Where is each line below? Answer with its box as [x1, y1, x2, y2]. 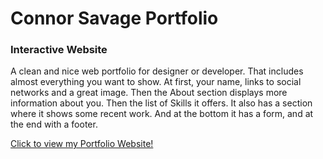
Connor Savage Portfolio [10, 7, 219, 30]
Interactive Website [10, 43, 108, 57]
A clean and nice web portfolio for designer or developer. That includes [10, 65, 304, 77]
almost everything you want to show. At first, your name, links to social [10, 76, 302, 88]
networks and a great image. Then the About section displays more [10, 87, 288, 99]
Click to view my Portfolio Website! [10, 138, 154, 150]
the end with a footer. [10, 118, 98, 131]
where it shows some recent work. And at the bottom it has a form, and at [10, 108, 314, 120]
